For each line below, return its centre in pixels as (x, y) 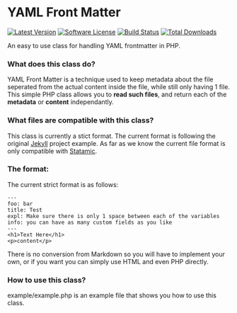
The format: (28, 169)
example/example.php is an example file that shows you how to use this (112, 295)
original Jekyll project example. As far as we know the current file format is (116, 143)
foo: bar (20, 204)
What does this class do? (51, 64)
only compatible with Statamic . (52, 151)
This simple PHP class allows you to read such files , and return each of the (117, 95)
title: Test (25, 210)
